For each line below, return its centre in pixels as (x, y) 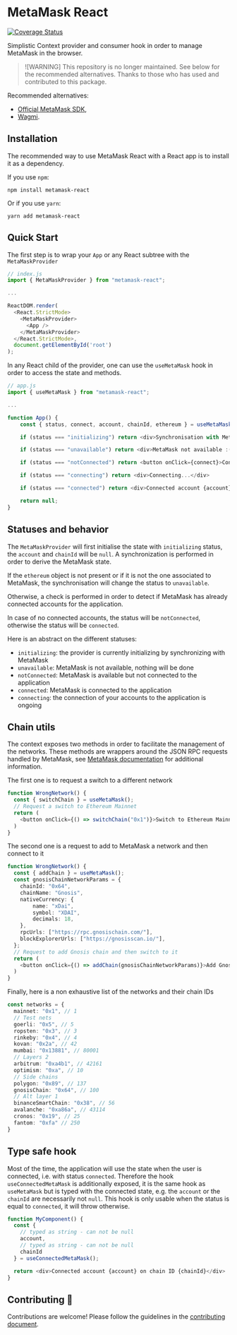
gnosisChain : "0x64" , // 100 (56, 1090)
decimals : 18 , (53, 919)
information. (25, 766)
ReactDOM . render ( (33, 306)
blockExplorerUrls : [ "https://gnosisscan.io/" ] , (93, 939)
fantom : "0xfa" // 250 (47, 1123)
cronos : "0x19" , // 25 (47, 1117)
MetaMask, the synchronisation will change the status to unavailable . (108, 583)
